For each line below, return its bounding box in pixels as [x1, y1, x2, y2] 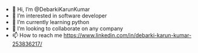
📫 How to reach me [12, 32, 62, 39]
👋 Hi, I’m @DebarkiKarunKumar [12, 6, 90, 13]
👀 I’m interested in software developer [12, 12, 107, 19]
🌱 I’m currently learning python [12, 19, 90, 25]
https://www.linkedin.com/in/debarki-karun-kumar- [63, 32, 192, 39]
